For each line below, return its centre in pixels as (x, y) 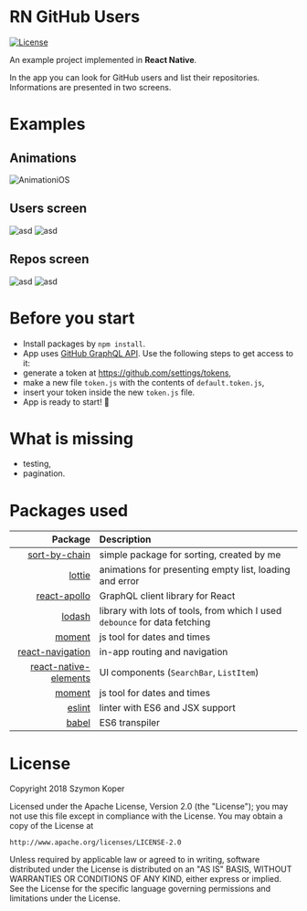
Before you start (72, 318)
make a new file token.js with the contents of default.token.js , (143, 382)
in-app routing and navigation (164, 652)
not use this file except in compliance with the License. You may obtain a (146, 816)
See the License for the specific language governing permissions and (140, 889)
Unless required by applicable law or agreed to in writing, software (135, 860)
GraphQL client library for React (167, 596)
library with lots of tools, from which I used (191, 611)
